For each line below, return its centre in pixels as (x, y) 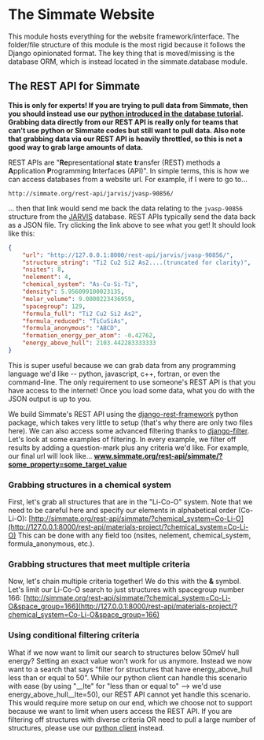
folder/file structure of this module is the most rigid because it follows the (127, 44)
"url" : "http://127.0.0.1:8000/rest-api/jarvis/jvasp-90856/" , (128, 255)
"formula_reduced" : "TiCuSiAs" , (75, 321)
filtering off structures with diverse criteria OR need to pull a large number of (132, 720)
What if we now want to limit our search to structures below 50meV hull (124, 653)
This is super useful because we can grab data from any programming (122, 365)
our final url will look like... (50, 456)
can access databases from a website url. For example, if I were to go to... (128, 179)
